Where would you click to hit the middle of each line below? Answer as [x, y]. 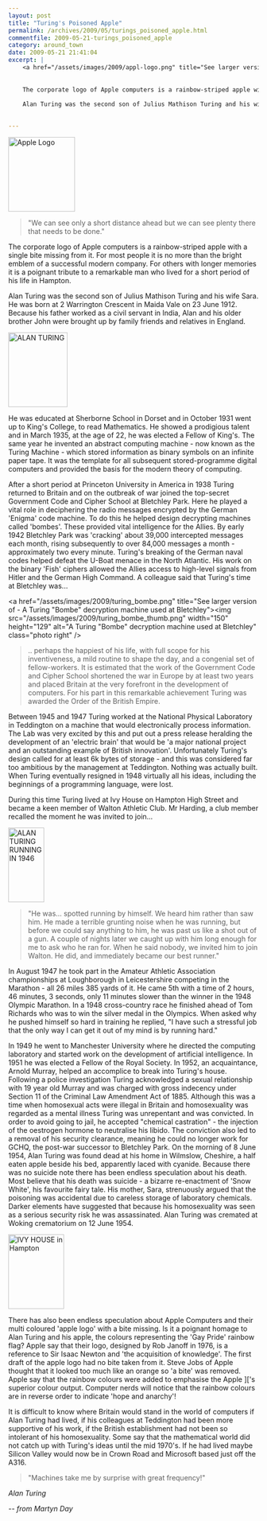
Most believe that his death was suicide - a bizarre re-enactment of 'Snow [130, 1181]
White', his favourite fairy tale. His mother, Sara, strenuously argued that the [132, 1189]
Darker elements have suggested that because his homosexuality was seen [132, 1206]
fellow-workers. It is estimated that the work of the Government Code [141, 667]
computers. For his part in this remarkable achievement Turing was [137, 692]
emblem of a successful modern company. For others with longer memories [132, 264]
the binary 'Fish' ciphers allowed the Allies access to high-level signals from [132, 569]
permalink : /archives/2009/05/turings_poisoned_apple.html [108, 30]
